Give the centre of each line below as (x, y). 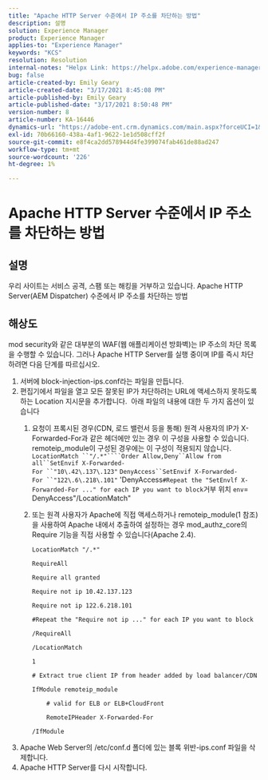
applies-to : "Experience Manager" (66, 46)
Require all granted (66, 577)
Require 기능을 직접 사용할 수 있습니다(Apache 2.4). (114, 534)
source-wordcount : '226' (49, 157)
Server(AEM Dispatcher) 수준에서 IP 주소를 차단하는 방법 (98, 296)
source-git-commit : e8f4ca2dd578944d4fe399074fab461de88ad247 (114, 142)
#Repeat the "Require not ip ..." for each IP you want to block (142, 619)
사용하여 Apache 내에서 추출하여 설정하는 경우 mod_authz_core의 (144, 524)
